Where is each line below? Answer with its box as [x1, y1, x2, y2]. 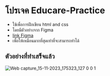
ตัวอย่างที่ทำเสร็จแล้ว [5, 52, 55, 61]
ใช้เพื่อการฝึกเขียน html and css [12, 21, 68, 27]
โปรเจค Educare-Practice [5, 5, 106, 16]
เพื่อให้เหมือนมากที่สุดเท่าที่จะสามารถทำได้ [12, 37, 80, 44]
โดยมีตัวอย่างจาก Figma [12, 27, 54, 33]
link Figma [12, 32, 34, 38]
